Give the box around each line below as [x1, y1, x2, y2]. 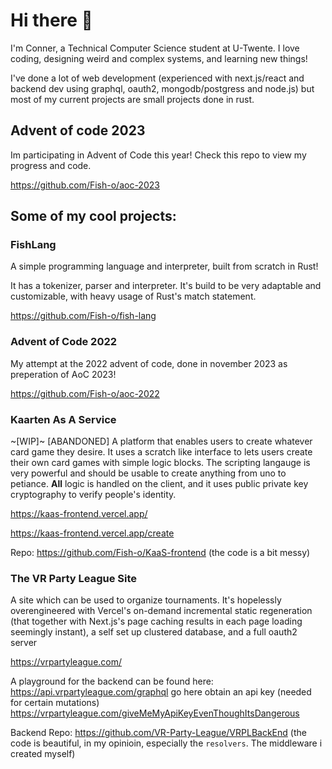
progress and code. [10, 159, 92, 171]
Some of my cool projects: [10, 208, 177, 225]
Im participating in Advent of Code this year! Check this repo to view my [10, 149, 307, 161]
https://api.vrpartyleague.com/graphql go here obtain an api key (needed [10, 686, 312, 698]
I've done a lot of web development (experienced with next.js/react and [10, 72, 305, 84]
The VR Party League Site [10, 571, 138, 585]
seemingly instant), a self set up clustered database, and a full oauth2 [10, 626, 298, 638]
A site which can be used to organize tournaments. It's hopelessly [10, 594, 282, 606]
